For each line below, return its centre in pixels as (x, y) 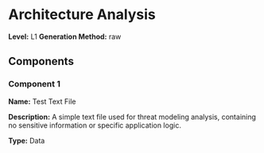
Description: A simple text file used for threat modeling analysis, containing (132, 117)
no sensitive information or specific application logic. (95, 125)
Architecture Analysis (82, 15)
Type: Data (27, 140)
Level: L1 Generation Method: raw (65, 36)
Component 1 (35, 84)
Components (41, 61)
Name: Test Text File (42, 101)
